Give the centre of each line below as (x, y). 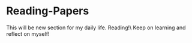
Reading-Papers (48, 11)
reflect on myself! (28, 33)
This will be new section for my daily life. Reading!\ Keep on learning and (96, 27)
